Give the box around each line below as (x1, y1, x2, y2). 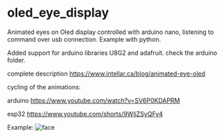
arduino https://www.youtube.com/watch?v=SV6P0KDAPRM (7, 96, 180, 105)
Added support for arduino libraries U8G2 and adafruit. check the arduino (7, 49, 218, 57)
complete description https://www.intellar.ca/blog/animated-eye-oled (7, 69, 206, 78)
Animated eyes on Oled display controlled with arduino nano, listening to (7, 28, 214, 36)
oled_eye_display (7, 5, 110, 21)
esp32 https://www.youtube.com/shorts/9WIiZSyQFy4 (7, 110, 163, 118)
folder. (7, 55, 26, 64)
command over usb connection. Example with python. (7, 35, 162, 43)
